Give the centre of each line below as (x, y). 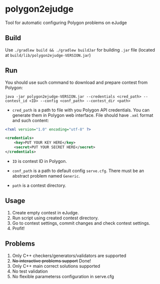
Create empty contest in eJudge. (45, 212)
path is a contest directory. (39, 185)
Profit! (18, 228)
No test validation (30, 271)
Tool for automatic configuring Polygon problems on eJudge (66, 23)
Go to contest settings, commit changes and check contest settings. (81, 223)
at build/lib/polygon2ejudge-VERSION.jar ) (48, 55)
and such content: (30, 120)
